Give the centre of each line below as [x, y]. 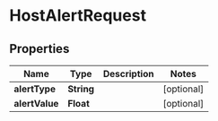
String [81, 89]
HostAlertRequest [78, 16]
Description [128, 74]
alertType [35, 89]
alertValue [36, 104]
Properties [39, 49]
